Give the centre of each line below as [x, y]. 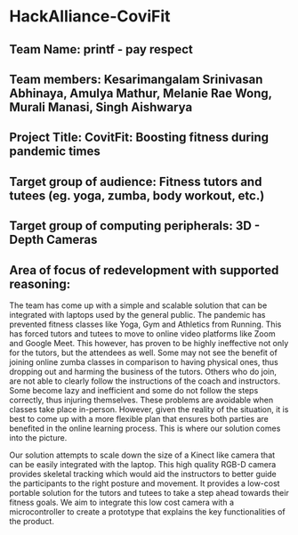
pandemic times [55, 152]
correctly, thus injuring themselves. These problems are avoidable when [141, 400]
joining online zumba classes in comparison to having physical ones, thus [144, 361]
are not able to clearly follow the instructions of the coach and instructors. [145, 381]
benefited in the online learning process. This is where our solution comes [145, 428]
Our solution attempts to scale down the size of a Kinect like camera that [142, 455]
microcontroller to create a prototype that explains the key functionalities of [148, 511]
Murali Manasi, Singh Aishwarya [101, 107]
